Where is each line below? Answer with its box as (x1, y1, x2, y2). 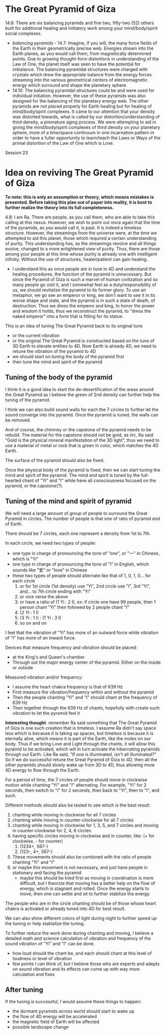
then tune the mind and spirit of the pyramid (12, 358, 103, 365)
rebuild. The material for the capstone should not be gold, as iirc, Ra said (5, 432, 154, 438)
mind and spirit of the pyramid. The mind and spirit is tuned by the (5, 472, 140, 478)
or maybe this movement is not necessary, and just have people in (12, 864, 148, 870)
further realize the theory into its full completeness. (5, 204, 114, 210)
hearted (5, 477, 21, 483)
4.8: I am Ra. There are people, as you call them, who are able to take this (5, 214, 155, 220)
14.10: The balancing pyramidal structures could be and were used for (12, 87, 155, 93)
